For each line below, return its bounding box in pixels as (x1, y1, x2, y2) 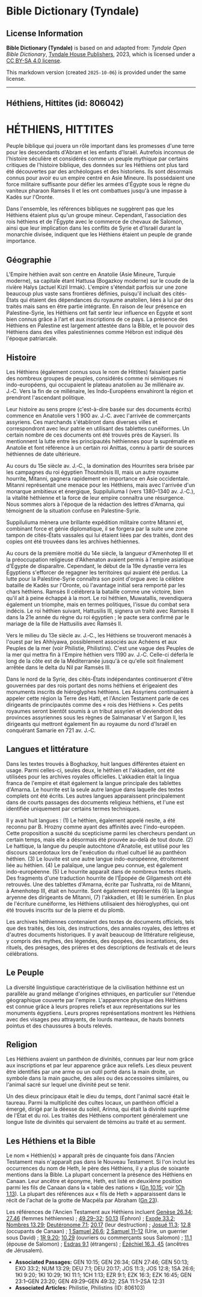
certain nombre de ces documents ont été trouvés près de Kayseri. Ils (6, 431, 179, 438)
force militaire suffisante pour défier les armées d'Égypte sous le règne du (6, 181, 191, 188)
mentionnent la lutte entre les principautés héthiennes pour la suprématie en (6, 437, 195, 444)
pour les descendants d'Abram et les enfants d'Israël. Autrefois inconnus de (6, 149, 194, 156)
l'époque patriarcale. (6, 335, 58, 342)
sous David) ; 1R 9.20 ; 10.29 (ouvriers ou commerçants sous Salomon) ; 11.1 (6, 1234, 192, 1242)
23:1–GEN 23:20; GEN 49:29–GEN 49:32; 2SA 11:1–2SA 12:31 (14, 1278, 165, 1285)
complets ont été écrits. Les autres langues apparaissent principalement (6, 792, 185, 800)
